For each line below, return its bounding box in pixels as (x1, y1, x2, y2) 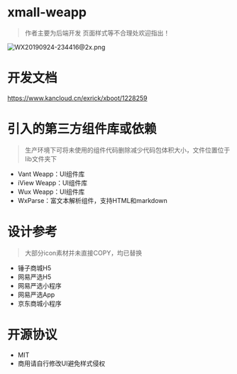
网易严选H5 (17, 273, 52, 281)
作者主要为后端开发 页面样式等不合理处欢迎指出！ (24, 28, 170, 37)
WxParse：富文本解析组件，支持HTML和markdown (17, 196, 168, 204)
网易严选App (17, 290, 55, 299)
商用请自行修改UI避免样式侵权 (17, 359, 105, 368)
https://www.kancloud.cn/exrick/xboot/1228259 (7, 94, 148, 102)
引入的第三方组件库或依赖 (7, 121, 158, 137)
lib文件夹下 (24, 154, 57, 163)
